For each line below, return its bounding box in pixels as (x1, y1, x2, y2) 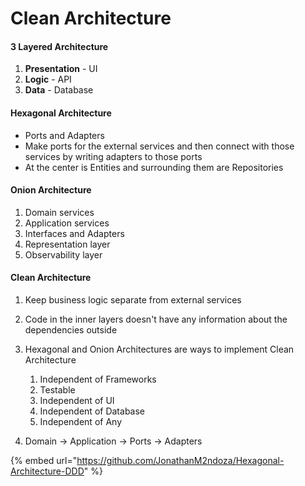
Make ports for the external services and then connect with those (24, 140, 295, 152)
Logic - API (24, 73, 72, 86)
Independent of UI (39, 395, 115, 406)
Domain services (24, 206, 95, 218)
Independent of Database (39, 405, 145, 417)
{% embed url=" (10, 455, 78, 466)
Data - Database (24, 84, 94, 96)
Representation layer (24, 238, 111, 250)
